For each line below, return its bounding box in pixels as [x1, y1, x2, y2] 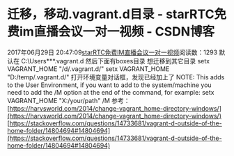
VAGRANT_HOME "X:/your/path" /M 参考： [7, 96, 130, 104]
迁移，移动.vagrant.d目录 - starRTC [7, 6, 214, 22]
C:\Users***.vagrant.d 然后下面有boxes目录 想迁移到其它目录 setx [20, 56, 210, 65]
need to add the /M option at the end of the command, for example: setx [7, 88, 214, 96]
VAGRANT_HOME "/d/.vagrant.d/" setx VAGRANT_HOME [7, 64, 170, 73]
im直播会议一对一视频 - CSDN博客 [19, 24, 215, 40]
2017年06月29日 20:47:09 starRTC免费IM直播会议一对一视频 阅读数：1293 [7, 48, 218, 56]
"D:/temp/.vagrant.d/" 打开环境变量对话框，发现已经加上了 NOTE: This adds [7, 72, 225, 81]
